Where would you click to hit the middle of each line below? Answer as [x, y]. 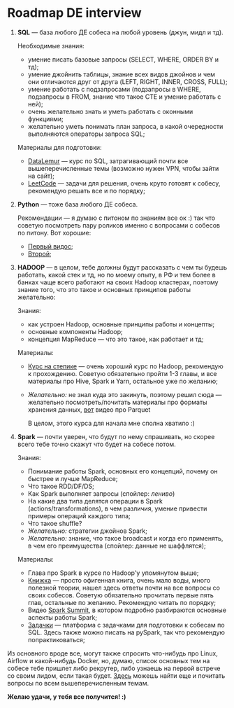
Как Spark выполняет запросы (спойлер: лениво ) [101, 493]
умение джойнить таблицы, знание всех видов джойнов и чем [121, 74]
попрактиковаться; [56, 639]
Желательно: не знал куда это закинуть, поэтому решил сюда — [125, 394]
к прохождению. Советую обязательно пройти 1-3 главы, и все [123, 373]
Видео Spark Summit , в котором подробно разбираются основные [127, 610]
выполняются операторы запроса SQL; [86, 134]
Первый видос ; [50, 246]
